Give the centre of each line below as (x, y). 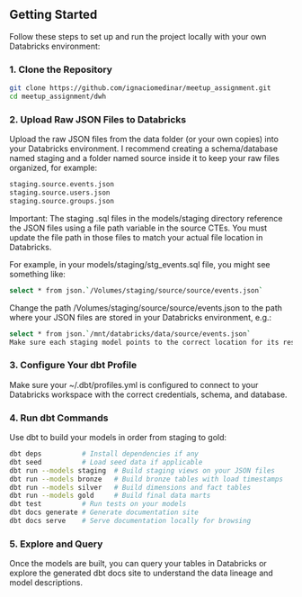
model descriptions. (46, 583)
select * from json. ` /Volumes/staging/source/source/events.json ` (136, 290)
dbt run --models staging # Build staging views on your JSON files (142, 470)
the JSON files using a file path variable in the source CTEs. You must (138, 228)
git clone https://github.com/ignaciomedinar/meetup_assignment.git (140, 88)
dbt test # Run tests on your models (98, 504)
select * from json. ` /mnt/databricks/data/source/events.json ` (130, 334)
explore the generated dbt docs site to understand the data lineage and (142, 573)
